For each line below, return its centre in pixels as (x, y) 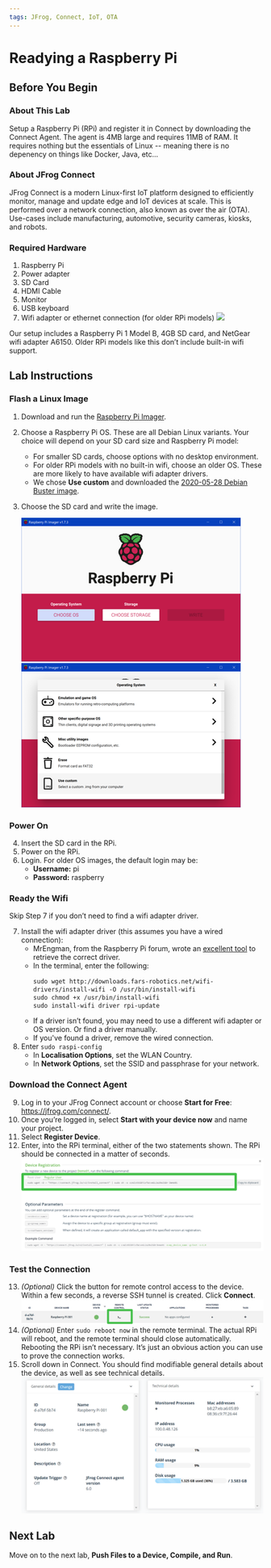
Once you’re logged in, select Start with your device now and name (134, 1119)
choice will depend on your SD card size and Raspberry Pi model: (129, 441)
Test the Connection (50, 1269)
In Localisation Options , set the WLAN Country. (113, 1055)
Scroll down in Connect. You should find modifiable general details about (142, 1365)
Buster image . (56, 491)
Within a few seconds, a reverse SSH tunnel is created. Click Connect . (138, 1295)
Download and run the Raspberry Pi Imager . (94, 417)
